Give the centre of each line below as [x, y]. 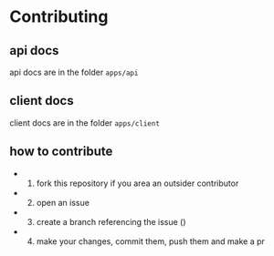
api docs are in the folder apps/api [74, 72]
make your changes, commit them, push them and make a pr [150, 241]
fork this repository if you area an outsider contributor [137, 183]
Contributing [59, 17]
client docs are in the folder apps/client [84, 123]
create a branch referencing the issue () [111, 221]
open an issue [63, 202]
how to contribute [61, 152]
